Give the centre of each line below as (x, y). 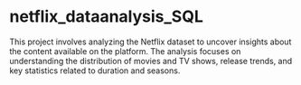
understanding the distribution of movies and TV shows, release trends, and (151, 61)
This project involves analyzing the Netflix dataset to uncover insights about (150, 42)
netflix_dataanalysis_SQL (106, 17)
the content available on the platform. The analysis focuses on (125, 51)
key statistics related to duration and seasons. (95, 71)
